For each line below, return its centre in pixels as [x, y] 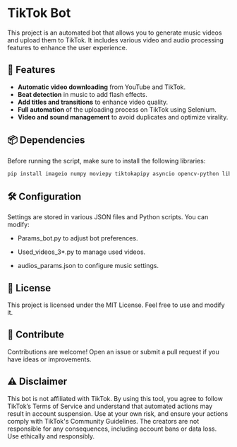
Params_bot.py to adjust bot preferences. [78, 238]
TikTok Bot [39, 13]
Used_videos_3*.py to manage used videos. [81, 252]
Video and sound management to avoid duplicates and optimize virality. [123, 117]
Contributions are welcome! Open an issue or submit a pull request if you [114, 352]
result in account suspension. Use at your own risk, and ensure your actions [118, 413]
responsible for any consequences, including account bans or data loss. [112, 429]
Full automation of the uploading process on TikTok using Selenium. [117, 109]
